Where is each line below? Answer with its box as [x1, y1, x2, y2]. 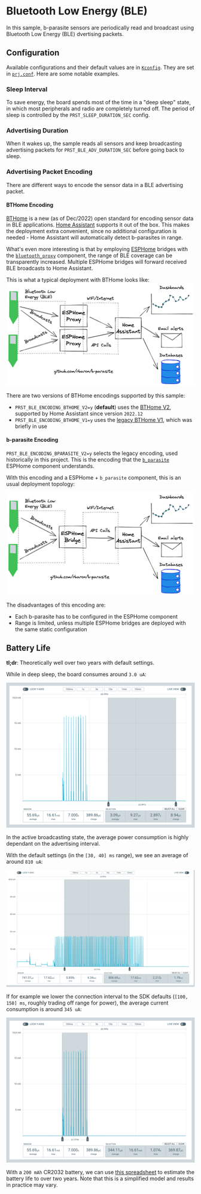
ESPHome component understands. [6, 462, 95, 469]
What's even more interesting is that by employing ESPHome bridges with [6, 245, 188, 252]
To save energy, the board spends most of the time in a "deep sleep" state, [6, 99, 191, 106]
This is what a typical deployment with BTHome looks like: [6, 276, 150, 283]
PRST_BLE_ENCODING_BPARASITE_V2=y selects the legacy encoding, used [6, 450, 178, 457]
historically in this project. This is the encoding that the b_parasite [6, 456, 169, 463]
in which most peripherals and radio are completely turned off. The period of [6, 105, 195, 112]
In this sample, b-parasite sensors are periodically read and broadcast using [6, 24, 194, 31]
